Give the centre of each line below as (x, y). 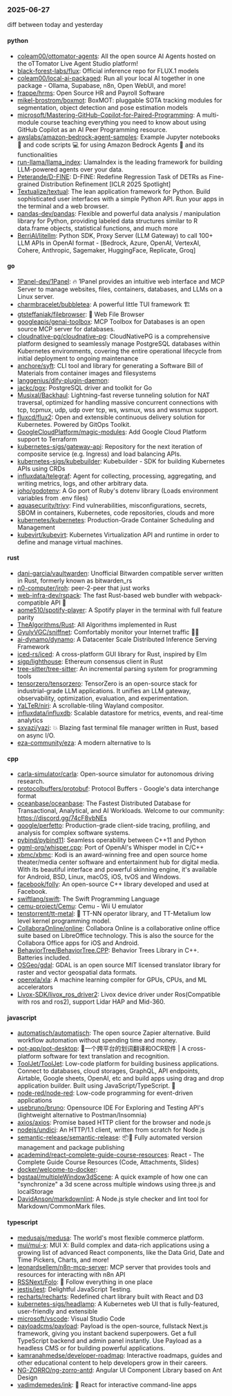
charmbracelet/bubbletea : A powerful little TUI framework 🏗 (104, 304)
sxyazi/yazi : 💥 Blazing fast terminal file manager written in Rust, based (118, 727)
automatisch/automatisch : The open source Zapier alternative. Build (114, 1033)
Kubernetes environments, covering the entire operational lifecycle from (119, 351)
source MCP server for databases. (66, 329)
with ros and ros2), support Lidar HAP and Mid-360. (91, 1002)
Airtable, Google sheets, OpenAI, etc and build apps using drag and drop (120, 1078)
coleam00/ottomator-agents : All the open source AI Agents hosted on (116, 56)
